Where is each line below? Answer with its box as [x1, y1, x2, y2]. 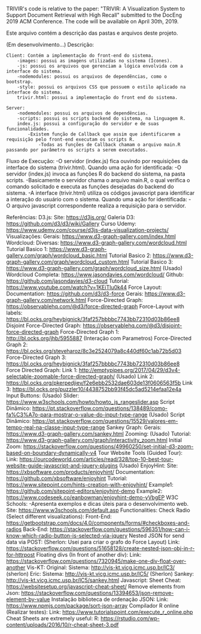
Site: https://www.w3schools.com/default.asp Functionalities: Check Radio [6, 506, 190, 514]
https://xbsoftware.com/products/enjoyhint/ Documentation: [6, 469, 156, 475]
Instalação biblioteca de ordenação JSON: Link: [51, 596, 169, 603]
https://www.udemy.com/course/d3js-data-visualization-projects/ [6, 227, 169, 233]
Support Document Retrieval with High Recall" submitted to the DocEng [6, 11, 182, 19]
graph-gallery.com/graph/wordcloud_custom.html [6, 258, 130, 265]
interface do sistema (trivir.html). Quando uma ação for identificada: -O [6, 164, 181, 171]
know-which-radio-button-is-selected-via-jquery [6, 532, 128, 539]
